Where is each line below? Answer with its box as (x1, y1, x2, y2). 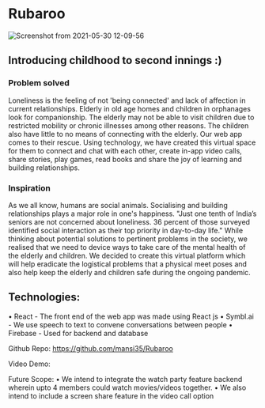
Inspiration (8, 183, 51, 194)
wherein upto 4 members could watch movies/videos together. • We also (8, 383, 247, 392)
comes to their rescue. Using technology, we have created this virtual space (8, 138, 256, 147)
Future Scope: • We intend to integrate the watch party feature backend (8, 374, 243, 383)
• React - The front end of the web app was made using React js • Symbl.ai (8, 312, 255, 321)
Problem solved (8, 77, 70, 89)
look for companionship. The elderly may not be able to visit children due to (8, 112, 255, 122)
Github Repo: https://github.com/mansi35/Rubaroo (8, 343, 174, 353)
